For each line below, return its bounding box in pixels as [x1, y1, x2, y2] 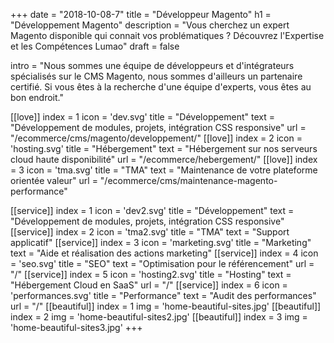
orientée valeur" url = [10, 175, 98, 186]
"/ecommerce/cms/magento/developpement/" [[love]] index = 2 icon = [10, 132, 303, 144]
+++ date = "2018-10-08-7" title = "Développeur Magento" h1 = [10, 9, 272, 20]
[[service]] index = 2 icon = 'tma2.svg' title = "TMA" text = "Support [10, 226, 290, 238]
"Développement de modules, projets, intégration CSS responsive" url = [10, 122, 307, 133]
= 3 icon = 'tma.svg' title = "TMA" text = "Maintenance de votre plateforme [10, 164, 318, 176]
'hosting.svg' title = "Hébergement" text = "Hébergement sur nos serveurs [10, 143, 318, 154]
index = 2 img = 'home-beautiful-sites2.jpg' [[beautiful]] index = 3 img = [10, 311, 308, 323]
